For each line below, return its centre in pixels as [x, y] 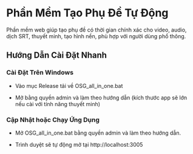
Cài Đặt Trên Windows [40, 73]
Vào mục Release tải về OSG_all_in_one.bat [69, 85]
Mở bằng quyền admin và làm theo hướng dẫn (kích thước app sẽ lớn [101, 98]
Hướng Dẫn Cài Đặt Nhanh [57, 55]
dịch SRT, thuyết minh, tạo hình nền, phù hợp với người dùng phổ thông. [96, 36]
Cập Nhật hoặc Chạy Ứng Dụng [53, 119]
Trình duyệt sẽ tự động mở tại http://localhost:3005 [79, 144]
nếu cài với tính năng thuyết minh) [58, 104]
